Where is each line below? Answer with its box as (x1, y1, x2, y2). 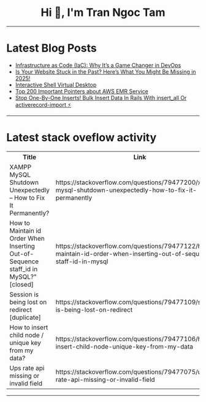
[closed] (9, 280, 34, 288)
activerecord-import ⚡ (15, 101, 72, 108)
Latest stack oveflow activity (6, 131, 157, 145)
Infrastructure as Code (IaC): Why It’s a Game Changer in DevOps (15, 61, 181, 69)
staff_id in (9, 265, 38, 273)
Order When (9, 234, 45, 242)
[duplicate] (9, 313, 41, 322)
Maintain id (9, 226, 42, 235)
